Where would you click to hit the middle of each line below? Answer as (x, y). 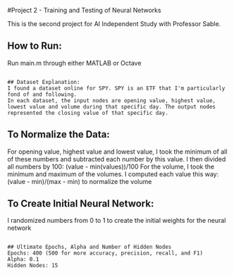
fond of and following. (42, 94)
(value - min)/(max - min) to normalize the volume (80, 181)
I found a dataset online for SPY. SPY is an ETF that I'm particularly (116, 88)
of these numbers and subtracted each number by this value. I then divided (117, 159)
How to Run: (35, 46)
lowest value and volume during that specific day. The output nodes (112, 106)
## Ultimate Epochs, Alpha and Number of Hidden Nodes (90, 247)
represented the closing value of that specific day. (88, 113)
